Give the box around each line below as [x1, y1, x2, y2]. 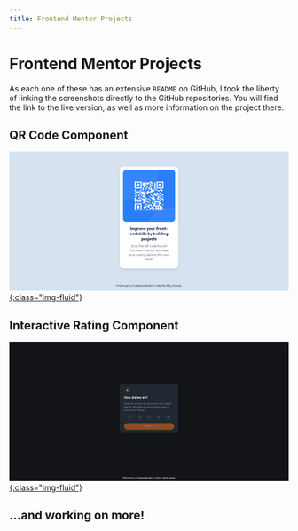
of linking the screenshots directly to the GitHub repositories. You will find [9, 92, 278, 103]
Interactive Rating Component [9, 318, 179, 333]
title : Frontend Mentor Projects [9, 14, 133, 23]
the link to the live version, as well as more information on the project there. [9, 102, 285, 113]
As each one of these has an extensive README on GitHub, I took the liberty [9, 83, 280, 93]
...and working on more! [9, 508, 145, 523]
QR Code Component [9, 127, 129, 142]
